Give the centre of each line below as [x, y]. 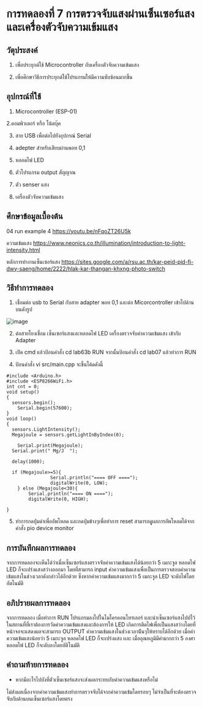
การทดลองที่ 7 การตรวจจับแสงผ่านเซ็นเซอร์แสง [100, 14]
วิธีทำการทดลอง [30, 288]
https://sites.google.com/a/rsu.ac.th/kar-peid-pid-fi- [127, 261]
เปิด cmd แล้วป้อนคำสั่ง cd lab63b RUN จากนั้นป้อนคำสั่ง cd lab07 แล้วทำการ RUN [106, 352]
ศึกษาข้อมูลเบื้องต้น [35, 216]
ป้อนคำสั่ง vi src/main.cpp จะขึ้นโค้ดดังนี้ [59, 364]
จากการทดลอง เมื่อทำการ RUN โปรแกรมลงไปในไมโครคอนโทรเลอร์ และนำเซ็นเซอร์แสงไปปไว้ [101, 618]
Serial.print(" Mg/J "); [45, 451]
